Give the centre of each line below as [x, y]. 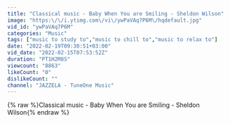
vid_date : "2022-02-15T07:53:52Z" [58, 53]
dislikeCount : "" [33, 79]
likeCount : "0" [29, 72]
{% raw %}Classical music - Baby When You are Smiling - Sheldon [103, 105]
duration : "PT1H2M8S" [39, 59]
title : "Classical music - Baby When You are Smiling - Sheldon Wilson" [116, 14]
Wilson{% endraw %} [39, 113]
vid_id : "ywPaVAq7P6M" [40, 27]
